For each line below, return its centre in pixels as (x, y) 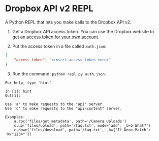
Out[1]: (13, 95)
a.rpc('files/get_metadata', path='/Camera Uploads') (70, 121)
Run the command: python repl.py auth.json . (59, 73)
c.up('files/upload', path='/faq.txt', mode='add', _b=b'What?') (82, 125)
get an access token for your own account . (56, 37)
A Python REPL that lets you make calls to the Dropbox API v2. (68, 22)
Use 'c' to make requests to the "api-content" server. (64, 108)
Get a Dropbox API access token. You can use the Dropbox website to (83, 31)
